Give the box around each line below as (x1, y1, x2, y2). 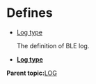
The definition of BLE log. (16, 41, 90, 50)
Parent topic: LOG (6, 69, 57, 77)
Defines (6, 5, 53, 21)
